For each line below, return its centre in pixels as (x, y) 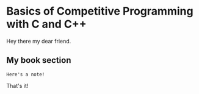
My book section (39, 60)
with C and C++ (46, 24)
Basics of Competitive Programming (100, 11)
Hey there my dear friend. (39, 41)
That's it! (17, 85)
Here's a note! (26, 74)
